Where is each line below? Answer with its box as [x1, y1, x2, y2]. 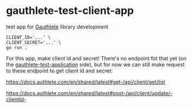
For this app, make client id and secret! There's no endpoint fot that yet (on [6, 55, 187, 62]
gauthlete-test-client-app [6, 4, 134, 17]
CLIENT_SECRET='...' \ [6, 39, 61, 45]
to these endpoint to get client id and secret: [6, 67, 113, 74]
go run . [6, 45, 28, 51]
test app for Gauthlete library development [6, 23, 109, 30]
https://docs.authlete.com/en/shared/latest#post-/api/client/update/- [6, 89, 173, 96]
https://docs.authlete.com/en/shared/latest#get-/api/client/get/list [6, 78, 166, 85]
